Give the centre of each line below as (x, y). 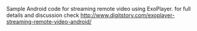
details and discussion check (43, 15)
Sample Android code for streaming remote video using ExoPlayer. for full (99, 9)
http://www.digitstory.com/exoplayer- (127, 15)
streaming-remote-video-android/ (49, 22)
